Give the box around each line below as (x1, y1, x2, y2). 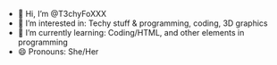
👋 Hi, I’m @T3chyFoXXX (17, 9, 107, 19)
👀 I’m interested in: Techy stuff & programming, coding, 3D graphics (17, 18, 268, 28)
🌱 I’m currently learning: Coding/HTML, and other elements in (17, 28, 245, 37)
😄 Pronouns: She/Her (17, 46, 99, 57)
